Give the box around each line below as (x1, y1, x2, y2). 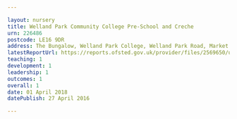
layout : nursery (7, 16, 55, 23)
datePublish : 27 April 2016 (7, 95, 90, 102)
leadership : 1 (7, 68, 49, 76)
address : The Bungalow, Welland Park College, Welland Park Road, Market (7, 43, 229, 50)
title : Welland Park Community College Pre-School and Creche (7, 23, 194, 30)
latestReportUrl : (7, 49, 59, 56)
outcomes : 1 (7, 75, 42, 82)
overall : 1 (7, 82, 39, 89)
